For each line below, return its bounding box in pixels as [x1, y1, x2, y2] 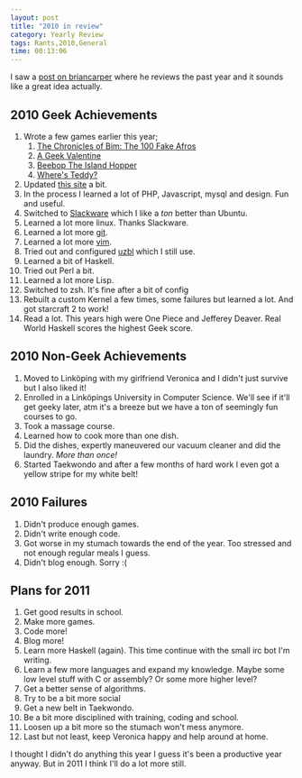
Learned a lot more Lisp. [23, 274, 114, 285]
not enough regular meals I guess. [23, 547, 151, 558]
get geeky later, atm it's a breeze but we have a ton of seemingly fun [23, 401, 279, 412]
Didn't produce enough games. [23, 518, 140, 529]
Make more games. [23, 617, 96, 627]
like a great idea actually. [10, 81, 103, 92]
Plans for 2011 [10, 582, 91, 598]
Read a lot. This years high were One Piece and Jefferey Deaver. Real [23, 313, 282, 324]
